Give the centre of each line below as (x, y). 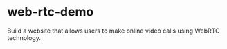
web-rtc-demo (51, 12)
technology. (24, 37)
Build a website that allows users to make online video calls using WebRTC (113, 31)
